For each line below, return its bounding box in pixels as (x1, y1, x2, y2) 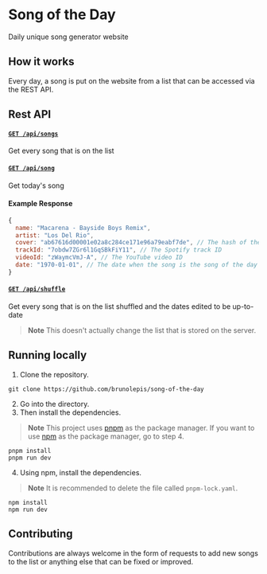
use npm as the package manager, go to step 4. (27, 431, 184, 441)
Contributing (8, 527, 73, 541)
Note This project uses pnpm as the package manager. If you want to (27, 423, 255, 432)
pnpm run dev (8, 454, 52, 462)
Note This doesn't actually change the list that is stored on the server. (27, 325, 257, 335)
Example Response (8, 199, 73, 209)
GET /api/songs (8, 130, 59, 138)
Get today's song (8, 181, 65, 190)
